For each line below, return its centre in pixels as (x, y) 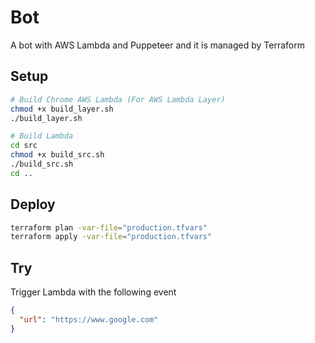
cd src (24, 146)
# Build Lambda (42, 136)
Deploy (33, 204)
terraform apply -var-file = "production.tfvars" (111, 237)
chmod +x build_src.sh (57, 155)
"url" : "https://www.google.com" (89, 320)
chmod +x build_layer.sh (62, 109)
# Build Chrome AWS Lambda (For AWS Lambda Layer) (118, 99)
